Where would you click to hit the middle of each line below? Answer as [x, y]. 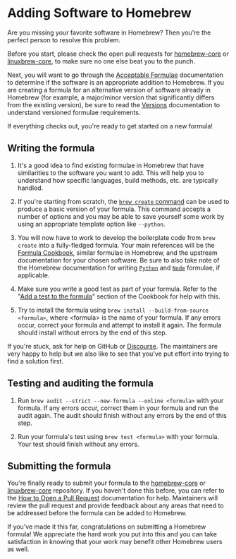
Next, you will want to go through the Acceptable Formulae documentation [116, 75]
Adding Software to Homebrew [99, 13]
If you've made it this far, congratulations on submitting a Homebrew [107, 527]
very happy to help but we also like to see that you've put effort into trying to [118, 354]
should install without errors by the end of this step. [92, 332]
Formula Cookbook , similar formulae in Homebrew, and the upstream [117, 253]
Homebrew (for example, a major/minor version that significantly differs [111, 97]
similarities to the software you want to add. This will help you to [111, 173]
